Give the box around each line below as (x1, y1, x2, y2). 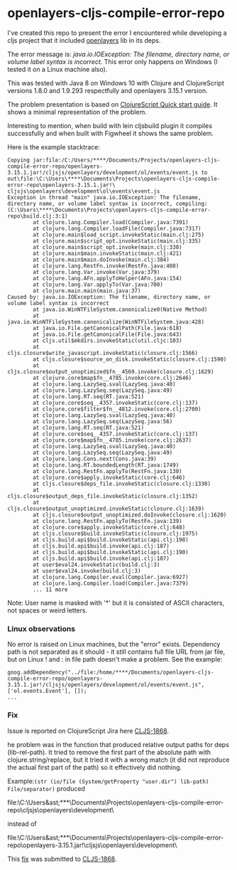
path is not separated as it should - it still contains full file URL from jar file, (7, 647, 226, 656)
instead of (7, 819, 37, 828)
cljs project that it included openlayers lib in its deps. (7, 36, 161, 44)
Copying (7, 157, 31, 164)
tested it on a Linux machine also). (7, 65, 108, 73)
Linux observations (7, 624, 76, 634)
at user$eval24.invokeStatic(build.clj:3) (33, 561, 160, 568)
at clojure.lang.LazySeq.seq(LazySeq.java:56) (33, 418, 173, 425)
